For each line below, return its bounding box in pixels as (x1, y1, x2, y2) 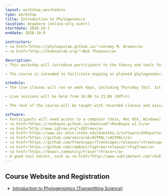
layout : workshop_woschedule (5, 7, 66, 12)
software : (5, 112, 26, 117)
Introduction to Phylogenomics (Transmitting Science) (12, 186, 123, 192)
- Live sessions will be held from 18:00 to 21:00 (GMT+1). (5, 94, 133, 99)
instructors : (5, 39, 32, 45)
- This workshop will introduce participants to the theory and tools (5, 62, 155, 67)
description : (5, 58, 32, 63)
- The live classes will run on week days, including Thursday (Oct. (5, 85, 153, 90)
